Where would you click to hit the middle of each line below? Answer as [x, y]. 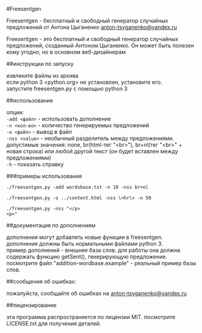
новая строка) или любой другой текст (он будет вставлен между [92, 151]
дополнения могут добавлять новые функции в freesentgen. [85, 237]
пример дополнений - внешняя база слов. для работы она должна [93, 250]
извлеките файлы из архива [42, 75]
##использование [30, 101]
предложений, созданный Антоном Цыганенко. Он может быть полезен [100, 46]
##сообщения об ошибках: [41, 281]
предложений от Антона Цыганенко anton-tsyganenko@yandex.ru [92, 27]
